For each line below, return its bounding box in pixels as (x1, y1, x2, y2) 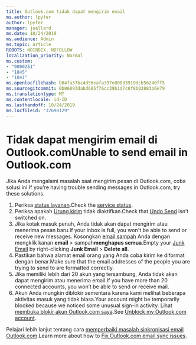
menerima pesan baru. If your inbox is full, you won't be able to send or (14, 227, 187, 234)
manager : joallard (6, 25, 51, 31)
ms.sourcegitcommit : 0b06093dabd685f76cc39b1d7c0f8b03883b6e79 (6, 86, 165, 92)
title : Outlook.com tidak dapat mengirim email (6, 8, 126, 15)
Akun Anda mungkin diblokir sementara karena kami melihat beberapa (14, 289, 186, 297)
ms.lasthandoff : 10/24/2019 (6, 102, 76, 108)
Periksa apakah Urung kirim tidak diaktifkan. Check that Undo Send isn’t (14, 208, 189, 215)
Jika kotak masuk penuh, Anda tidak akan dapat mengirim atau (14, 220, 168, 227)
